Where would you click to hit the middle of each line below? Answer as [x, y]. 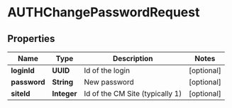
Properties [31, 39]
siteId [21, 93]
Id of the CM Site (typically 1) [133, 93]
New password [109, 82]
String [63, 82]
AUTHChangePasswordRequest [104, 12]
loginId [23, 70]
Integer [65, 93]
